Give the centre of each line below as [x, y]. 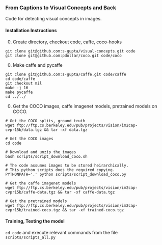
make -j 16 [17, 88]
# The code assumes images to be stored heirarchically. [67, 165]
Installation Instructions [31, 30]
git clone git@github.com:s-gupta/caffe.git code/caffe [66, 74]
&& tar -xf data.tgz [66, 130]
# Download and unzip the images [41, 152]
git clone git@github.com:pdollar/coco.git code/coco [64, 56]
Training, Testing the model [35, 221]
